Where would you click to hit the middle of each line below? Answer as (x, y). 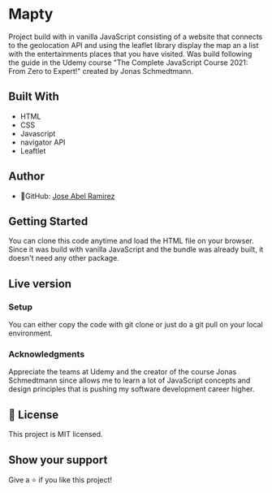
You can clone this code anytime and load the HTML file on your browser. (131, 241)
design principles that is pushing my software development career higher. (132, 389)
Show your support (58, 460)
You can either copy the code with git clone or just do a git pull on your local (136, 325)
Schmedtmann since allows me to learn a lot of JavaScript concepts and (130, 381)
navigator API (43, 142)
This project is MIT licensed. (56, 435)
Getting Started (48, 221)
